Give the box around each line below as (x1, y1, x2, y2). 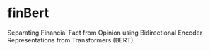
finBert (7, 5, 49, 21)
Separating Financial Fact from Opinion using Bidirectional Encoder (7, 28, 203, 37)
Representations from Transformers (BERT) (7, 35, 134, 44)
